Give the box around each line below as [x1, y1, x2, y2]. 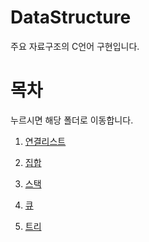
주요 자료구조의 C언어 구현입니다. [10, 40, 140, 52]
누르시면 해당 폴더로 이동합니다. [10, 114, 134, 126]
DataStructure [10, 6, 132, 29]
